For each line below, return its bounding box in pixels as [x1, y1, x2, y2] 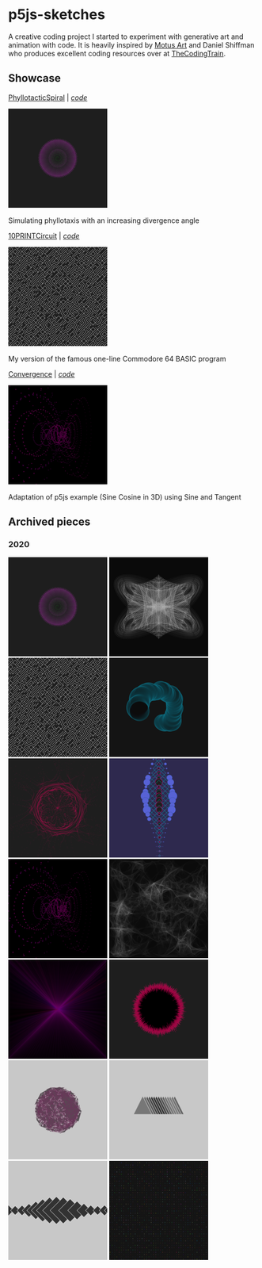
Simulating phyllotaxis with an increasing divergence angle [8, 216, 199, 225]
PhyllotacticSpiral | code [8, 93, 88, 102]
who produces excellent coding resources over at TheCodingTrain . [8, 48, 226, 58]
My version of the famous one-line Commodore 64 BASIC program [8, 354, 226, 363]
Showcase [8, 71, 62, 85]
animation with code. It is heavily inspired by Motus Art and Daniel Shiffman [8, 40, 255, 49]
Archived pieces [8, 515, 91, 529]
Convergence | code [8, 369, 75, 378]
